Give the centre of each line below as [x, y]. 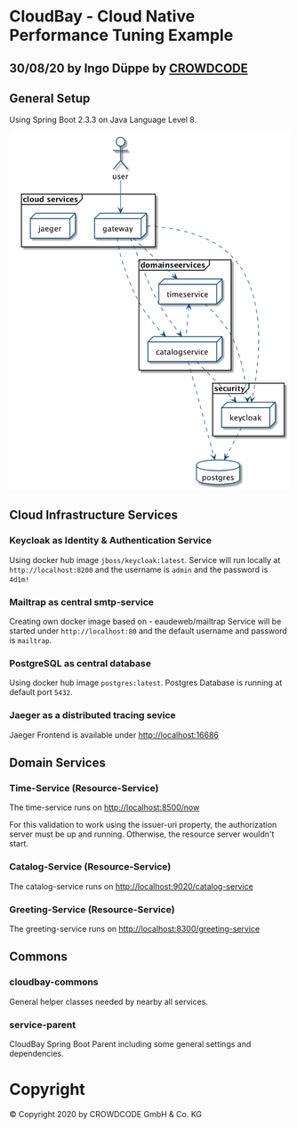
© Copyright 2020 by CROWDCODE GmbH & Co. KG [106, 1114]
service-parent [43, 1025]
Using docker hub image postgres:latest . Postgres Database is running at [146, 683]
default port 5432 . [41, 692]
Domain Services [58, 763]
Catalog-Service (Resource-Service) [90, 867]
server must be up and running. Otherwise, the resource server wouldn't [142, 834]
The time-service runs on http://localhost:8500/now [104, 807]
